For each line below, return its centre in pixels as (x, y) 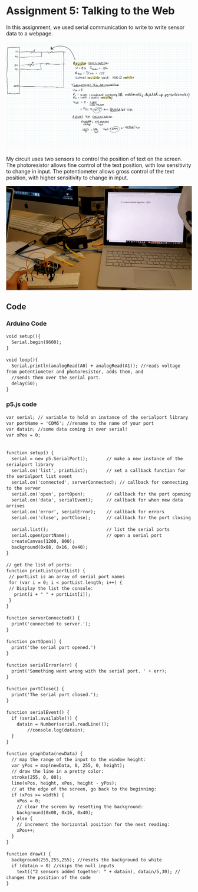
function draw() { (29, 854)
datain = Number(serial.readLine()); (63, 724)
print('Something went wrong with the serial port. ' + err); (89, 671)
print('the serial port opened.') (54, 647)
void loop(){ (22, 360)
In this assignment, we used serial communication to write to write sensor (95, 27)
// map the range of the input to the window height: (79, 759)
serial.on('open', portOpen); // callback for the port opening (101, 494)
